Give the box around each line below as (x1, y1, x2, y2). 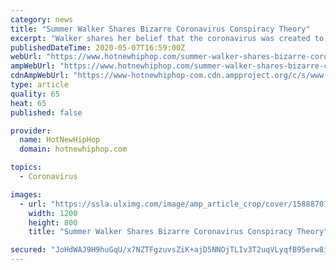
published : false (10, 107, 83, 118)
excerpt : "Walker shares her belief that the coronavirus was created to (10, 33, 325, 43)
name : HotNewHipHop (19, 135, 101, 145)
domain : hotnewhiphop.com (19, 144, 128, 155)
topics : (10, 162, 43, 173)
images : (10, 189, 43, 200)
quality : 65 (10, 89, 60, 99)
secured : (10, 245, 47, 255)
